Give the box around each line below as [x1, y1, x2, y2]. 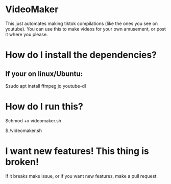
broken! [5, 156, 39, 168]
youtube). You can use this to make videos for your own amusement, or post [5, 25, 166, 32]
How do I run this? [5, 101, 83, 113]
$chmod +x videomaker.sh [5, 117, 62, 123]
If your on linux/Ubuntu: [5, 69, 83, 78]
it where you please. [5, 31, 48, 37]
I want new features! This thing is [5, 145, 149, 157]
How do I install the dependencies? [5, 49, 157, 61]
